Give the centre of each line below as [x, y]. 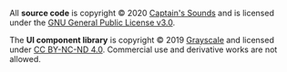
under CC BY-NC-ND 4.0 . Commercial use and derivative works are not [143, 49]
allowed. [25, 59]
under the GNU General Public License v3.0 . [92, 22]
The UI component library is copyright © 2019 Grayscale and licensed [142, 40]
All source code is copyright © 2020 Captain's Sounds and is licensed [142, 13]
